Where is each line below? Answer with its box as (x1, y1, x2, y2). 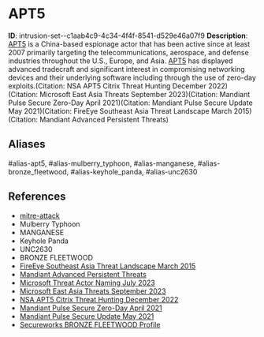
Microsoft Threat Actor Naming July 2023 (19, 278, 155, 287)
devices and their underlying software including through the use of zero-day (8, 73, 256, 82)
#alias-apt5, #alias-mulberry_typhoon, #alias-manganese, (8, 159, 196, 168)
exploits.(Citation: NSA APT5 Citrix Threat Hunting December (8, 81, 206, 91)
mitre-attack (19, 211, 61, 220)
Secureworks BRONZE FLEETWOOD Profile (19, 320, 161, 329)
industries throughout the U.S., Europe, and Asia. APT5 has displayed (8, 56, 233, 66)
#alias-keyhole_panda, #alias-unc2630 (70, 167, 198, 176)
